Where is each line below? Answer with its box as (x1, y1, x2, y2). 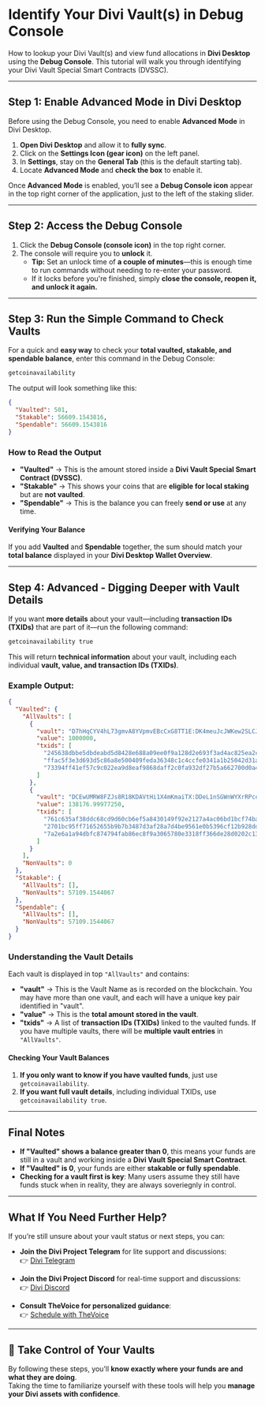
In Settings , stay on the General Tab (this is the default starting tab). (19, 156, 243, 166)
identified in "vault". (19, 1001, 84, 1011)
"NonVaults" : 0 (22, 859, 73, 867)
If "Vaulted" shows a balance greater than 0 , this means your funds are (19, 1146, 256, 1157)
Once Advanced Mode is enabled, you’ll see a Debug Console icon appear (8, 180, 254, 190)
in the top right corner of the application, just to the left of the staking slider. (8, 189, 255, 198)
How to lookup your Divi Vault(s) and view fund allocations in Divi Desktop (8, 48, 251, 58)
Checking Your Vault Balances (8, 1053, 110, 1062)
